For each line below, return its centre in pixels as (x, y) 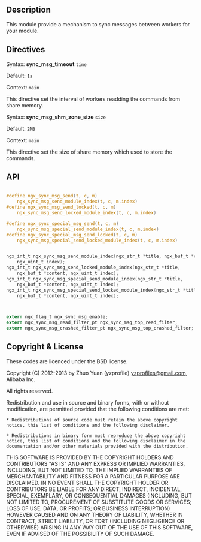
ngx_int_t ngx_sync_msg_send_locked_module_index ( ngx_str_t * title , (93, 268)
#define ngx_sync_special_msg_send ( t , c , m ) (63, 224)
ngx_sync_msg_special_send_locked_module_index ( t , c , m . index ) (98, 240)
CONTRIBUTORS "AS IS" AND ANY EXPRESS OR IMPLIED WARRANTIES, (96, 463)
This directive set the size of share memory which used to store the (89, 152)
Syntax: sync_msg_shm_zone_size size (56, 117)
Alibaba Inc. (21, 379)
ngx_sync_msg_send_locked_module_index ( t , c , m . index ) (87, 213)
